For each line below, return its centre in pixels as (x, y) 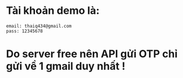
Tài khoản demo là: (53, 11)
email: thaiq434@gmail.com (39, 26)
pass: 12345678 (25, 31)
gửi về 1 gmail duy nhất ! (66, 66)
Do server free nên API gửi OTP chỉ (92, 54)
